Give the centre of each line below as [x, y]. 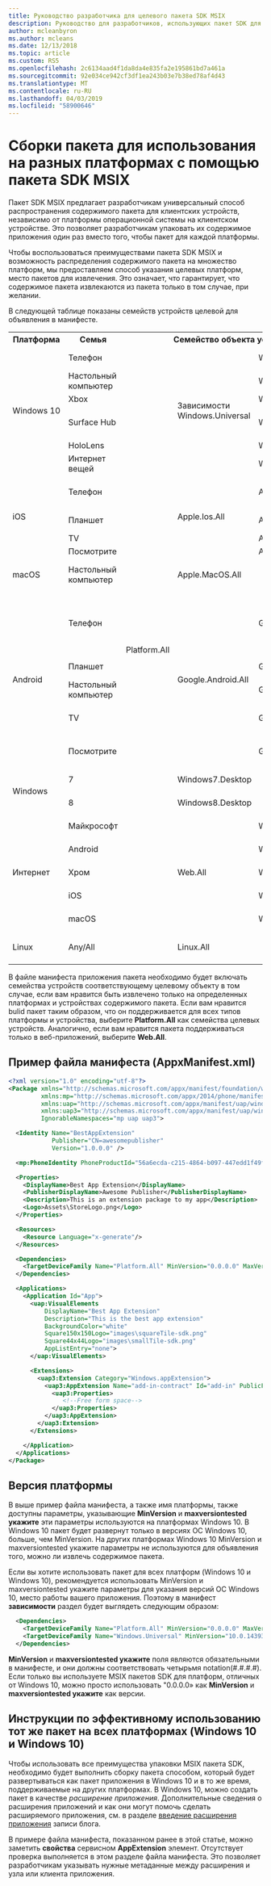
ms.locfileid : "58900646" [52, 106]
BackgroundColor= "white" [86, 1326]
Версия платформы [60, 1485]
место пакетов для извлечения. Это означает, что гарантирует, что [124, 279]
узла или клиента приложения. [62, 1873]
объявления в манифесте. [53, 320]
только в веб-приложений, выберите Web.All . [88, 1037]
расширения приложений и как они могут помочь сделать [110, 1806]
